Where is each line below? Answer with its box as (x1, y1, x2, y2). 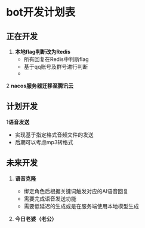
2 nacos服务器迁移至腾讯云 (6, 82, 73, 89)
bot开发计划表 (6, 5, 76, 19)
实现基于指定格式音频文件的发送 (14, 131, 94, 138)
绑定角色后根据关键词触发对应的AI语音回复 (23, 187, 129, 194)
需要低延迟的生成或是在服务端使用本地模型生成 (23, 202, 139, 209)
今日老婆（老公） (14, 215, 57, 222)
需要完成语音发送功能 (23, 195, 76, 202)
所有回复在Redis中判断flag (23, 56, 89, 63)
